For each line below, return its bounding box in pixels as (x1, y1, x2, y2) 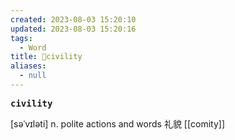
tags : (10, 33, 33, 43)
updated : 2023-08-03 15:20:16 (10, 24, 137, 34)
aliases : (10, 61, 47, 71)
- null (19, 71, 47, 81)
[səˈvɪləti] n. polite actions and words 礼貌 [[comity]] (10, 117, 226, 130)
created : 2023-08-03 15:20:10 (10, 14, 137, 25)
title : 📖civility (10, 52, 83, 62)
